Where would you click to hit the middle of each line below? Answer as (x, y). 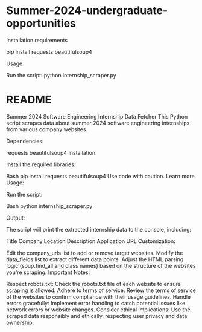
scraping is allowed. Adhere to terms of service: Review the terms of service (101, 290)
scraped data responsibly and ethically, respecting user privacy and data (97, 316)
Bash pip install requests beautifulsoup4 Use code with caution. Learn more (100, 176)
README (29, 100)
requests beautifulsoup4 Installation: (52, 152)
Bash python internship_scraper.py (49, 206)
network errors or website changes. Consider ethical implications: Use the (99, 310)
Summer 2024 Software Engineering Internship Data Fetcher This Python (97, 116)
